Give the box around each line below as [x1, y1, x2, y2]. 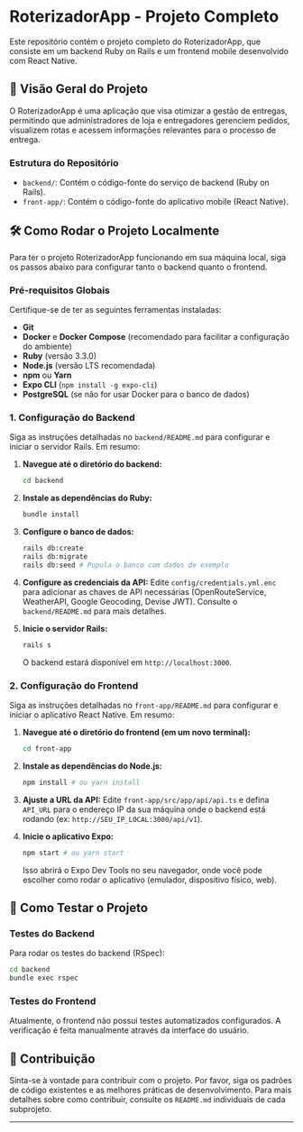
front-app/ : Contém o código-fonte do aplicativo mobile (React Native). [22, 196, 289, 207]
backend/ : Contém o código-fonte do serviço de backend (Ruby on [22, 178, 271, 188]
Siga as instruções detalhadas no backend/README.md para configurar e [9, 432, 271, 443]
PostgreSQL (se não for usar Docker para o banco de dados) [22, 389, 250, 400]
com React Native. [9, 55, 78, 66]
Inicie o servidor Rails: [22, 623, 108, 634]
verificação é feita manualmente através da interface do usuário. [9, 1025, 250, 1036]
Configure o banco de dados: [22, 526, 134, 537]
